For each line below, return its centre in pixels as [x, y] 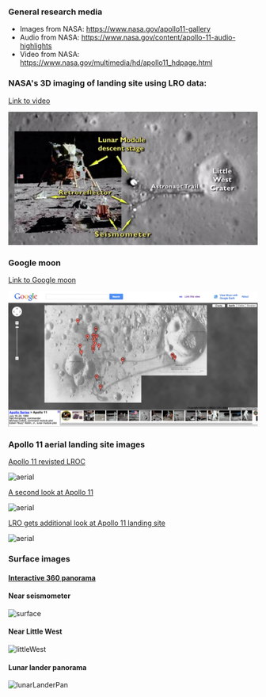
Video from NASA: [49, 55]
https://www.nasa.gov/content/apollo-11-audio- [158, 37]
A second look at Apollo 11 [51, 493]
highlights [36, 46]
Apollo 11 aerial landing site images [76, 444]
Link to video [29, 101]
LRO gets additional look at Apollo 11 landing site [87, 523]
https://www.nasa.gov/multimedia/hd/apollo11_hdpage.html [116, 63]
